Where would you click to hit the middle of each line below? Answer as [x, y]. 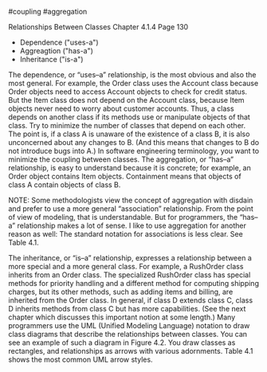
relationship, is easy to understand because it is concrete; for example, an [130, 168]
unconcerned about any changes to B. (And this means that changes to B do [134, 142]
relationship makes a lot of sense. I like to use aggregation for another [132, 225]
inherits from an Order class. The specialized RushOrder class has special [130, 275]
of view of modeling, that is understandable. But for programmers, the [123, 217]
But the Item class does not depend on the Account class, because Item [126, 100]
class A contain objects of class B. [65, 185]
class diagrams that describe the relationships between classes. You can [128, 334]
